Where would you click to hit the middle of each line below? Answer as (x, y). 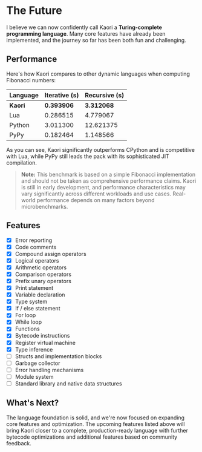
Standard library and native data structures (68, 383)
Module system (34, 376)
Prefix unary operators (43, 281)
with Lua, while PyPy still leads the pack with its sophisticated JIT (88, 156)
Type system (31, 302)
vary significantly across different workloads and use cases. (96, 194)
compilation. (22, 162)
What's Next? (33, 403)
